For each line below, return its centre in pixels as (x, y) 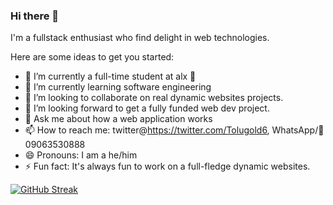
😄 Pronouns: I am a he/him (81, 155)
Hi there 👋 (35, 16)
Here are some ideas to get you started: (92, 57)
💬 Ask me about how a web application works (118, 119)
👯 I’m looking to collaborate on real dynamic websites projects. (154, 98)
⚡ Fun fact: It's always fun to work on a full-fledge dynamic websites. (167, 166)
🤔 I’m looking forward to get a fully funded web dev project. (147, 108)
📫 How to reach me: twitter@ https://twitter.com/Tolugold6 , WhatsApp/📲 (174, 130)
